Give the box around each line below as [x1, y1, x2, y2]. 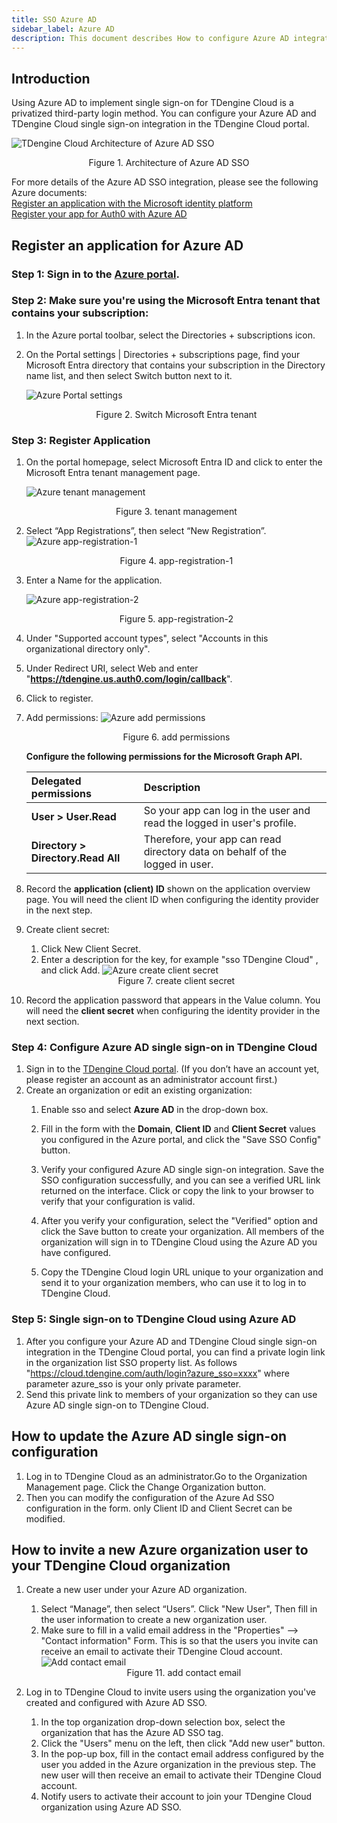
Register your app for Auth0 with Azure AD [11, 208, 188, 220]
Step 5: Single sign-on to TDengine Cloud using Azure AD [11, 1312, 297, 1326]
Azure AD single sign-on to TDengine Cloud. [25, 1399, 209, 1411]
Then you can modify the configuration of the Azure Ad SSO [25, 1491, 275, 1503]
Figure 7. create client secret [117, 975, 236, 987]
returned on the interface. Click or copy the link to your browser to [40, 1185, 314, 1197]
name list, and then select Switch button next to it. [25, 369, 233, 381]
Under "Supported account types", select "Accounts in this [25, 632, 269, 645]
